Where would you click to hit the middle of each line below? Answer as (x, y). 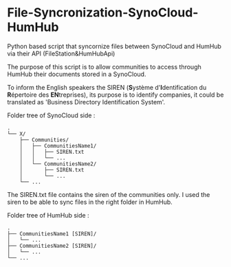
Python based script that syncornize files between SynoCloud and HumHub (114, 46)
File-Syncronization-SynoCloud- (103, 13)
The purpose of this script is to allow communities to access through (104, 67)
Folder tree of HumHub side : (48, 215)
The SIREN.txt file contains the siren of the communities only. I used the (109, 194)
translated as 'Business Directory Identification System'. (86, 102)
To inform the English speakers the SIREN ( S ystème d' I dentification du (107, 87)
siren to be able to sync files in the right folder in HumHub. (90, 202)
